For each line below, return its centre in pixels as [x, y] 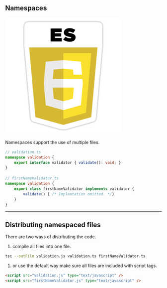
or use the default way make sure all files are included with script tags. [85, 266]
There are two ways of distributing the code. [51, 237]
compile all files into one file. [42, 247]
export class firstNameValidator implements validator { [74, 189]
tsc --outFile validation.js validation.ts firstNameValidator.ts [75, 256]
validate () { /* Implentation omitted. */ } [69, 194]
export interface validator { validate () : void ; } [68, 162]
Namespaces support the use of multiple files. [52, 142]
